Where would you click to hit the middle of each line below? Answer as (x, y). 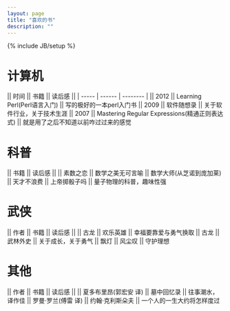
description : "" (30, 26)
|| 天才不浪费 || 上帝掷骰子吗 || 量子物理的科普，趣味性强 (87, 182)
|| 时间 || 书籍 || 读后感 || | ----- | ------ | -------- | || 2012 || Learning (104, 97)
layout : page (26, 13)
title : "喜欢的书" (32, 20)
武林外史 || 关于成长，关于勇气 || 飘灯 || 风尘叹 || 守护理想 (88, 241)
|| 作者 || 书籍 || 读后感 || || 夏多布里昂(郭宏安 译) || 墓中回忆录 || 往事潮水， (113, 292)
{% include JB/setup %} (41, 46)
